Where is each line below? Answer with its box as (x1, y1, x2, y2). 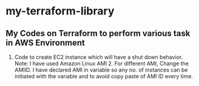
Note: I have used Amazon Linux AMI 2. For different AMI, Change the (14, 60, 189, 67)
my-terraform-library (5, 4, 115, 18)
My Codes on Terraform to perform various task (5, 28, 191, 38)
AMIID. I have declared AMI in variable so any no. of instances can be (14, 66, 188, 73)
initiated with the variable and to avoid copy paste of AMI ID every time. (14, 73, 194, 79)
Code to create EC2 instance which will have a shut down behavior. (14, 54, 183, 61)
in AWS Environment (5, 37, 86, 48)
